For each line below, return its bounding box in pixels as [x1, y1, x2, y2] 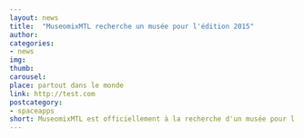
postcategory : [9, 97, 64, 107]
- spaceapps [9, 106, 55, 115]
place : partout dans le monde [9, 81, 125, 90]
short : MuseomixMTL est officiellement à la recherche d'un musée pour [9, 114, 287, 123]
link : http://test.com [9, 89, 96, 98]
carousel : [9, 73, 47, 82]
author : [9, 30, 39, 39]
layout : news [9, 13, 59, 23]
